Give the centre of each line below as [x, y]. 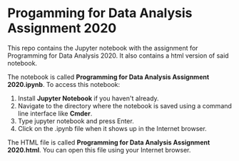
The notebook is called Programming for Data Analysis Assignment [108, 77]
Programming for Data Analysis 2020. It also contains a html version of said [118, 56]
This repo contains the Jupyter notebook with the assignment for [103, 48]
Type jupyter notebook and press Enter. [76, 121]
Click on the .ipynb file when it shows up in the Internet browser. [112, 128]
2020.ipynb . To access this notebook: [64, 84]
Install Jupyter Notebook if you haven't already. [88, 98]
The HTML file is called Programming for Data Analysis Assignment [109, 142]
